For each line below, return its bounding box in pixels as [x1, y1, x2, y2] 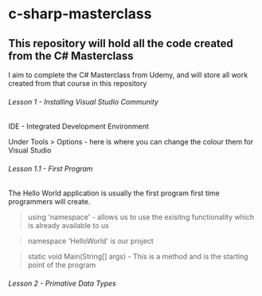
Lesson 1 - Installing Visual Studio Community [8, 97, 159, 106]
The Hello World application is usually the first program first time [8, 188, 221, 198]
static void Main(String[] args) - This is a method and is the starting [27, 252, 248, 262]
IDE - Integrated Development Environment [8, 121, 150, 132]
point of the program [27, 260, 96, 270]
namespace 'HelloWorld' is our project [27, 236, 154, 246]
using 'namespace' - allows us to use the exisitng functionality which [27, 212, 255, 222]
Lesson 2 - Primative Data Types [8, 278, 117, 288]
